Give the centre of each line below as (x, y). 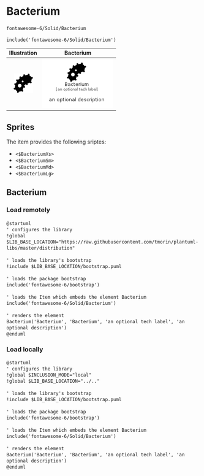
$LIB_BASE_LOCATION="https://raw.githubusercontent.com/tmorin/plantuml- (103, 242)
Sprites (21, 127)
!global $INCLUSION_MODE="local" (49, 375)
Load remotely (28, 210)
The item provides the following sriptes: (56, 142)
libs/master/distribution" (41, 248)
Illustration (23, 53)
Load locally (25, 349)
